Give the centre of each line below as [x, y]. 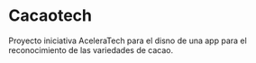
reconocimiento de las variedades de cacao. [91, 49]
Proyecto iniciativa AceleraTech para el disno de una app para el [128, 40]
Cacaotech [50, 16]
